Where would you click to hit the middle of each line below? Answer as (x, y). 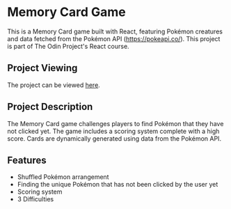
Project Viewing (42, 68)
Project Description (50, 107)
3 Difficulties (35, 199)
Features (27, 160)
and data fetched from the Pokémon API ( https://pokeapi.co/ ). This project (114, 38)
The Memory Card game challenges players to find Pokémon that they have (115, 123)
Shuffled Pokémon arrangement (63, 177)
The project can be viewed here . (54, 85)
